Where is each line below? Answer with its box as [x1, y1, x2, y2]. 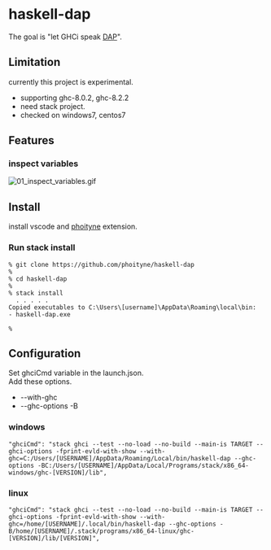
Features [8, 133, 55, 147]
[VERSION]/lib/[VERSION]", [8, 534, 100, 542]
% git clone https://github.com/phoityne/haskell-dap [8, 260, 195, 268]
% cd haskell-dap [8, 274, 68, 283]
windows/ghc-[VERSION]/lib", [8, 469, 107, 477]
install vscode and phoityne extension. [8, 221, 138, 232]
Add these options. [8, 377, 72, 386]
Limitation [8, 55, 61, 69]
